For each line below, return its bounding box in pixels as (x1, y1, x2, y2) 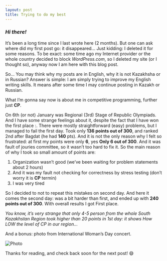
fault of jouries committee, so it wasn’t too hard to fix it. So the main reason (5, 144, 160, 150)
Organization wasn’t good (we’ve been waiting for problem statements (12, 159, 158, 165)
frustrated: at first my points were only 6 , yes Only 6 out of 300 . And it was (5, 139, 161, 145)
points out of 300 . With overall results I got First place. (5, 200, 119, 206)
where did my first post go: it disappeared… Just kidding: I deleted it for (5, 45, 153, 51)
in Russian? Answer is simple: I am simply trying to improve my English (5, 76, 151, 82)
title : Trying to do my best (5, 12, 66, 17)
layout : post (5, 7, 33, 13)
